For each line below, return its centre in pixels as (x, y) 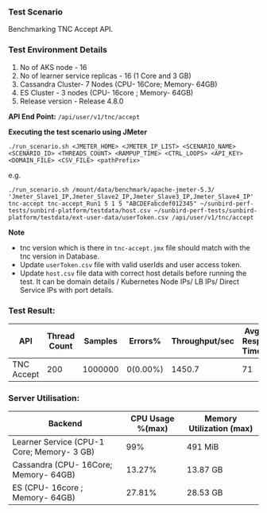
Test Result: (32, 310)
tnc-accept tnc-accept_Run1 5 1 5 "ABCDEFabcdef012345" (103, 204)
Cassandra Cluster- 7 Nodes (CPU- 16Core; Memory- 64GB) (118, 84)
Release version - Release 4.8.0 (72, 101)
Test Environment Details (58, 50)
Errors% (145, 340)
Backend (65, 424)
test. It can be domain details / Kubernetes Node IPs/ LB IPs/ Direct (130, 282)
